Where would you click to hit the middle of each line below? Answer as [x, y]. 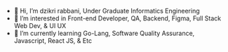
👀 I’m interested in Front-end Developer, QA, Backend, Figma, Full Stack [118, 18]
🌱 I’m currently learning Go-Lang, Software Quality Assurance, [104, 33]
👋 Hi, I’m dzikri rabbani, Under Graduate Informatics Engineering [107, 11]
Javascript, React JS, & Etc [53, 41]
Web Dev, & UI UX [40, 26]
